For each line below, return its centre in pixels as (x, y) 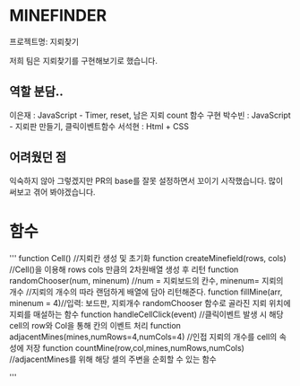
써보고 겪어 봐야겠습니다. (52, 192)
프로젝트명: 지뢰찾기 (44, 41)
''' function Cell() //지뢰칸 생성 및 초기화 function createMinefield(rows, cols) (148, 258)
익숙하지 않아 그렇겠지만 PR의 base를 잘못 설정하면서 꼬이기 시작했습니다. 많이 (146, 180)
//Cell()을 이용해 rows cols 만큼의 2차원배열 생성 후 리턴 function (124, 269)
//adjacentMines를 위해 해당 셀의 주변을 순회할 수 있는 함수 (113, 359)
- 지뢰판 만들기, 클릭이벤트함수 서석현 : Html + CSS (99, 126)
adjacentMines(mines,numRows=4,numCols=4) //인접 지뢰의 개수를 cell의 (143, 337)
